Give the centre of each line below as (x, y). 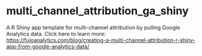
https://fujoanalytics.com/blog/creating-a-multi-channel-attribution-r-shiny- (101, 40)
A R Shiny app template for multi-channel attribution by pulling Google (93, 27)
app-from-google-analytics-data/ (48, 46)
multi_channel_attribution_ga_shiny (97, 11)
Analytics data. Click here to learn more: (56, 33)
